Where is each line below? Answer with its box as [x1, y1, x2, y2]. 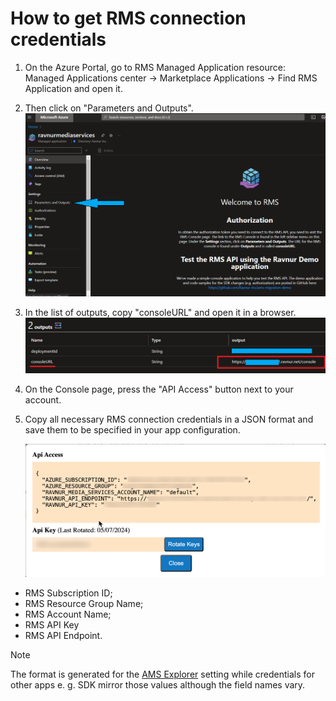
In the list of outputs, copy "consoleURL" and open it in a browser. [24, 307, 297, 319]
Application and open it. [24, 82, 123, 94]
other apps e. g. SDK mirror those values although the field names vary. [10, 679, 306, 691]
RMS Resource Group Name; [24, 598, 144, 610]
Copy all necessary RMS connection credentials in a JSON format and [24, 413, 314, 426]
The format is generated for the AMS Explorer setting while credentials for [10, 668, 315, 681]
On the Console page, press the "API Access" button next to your [24, 383, 294, 396]
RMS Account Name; [24, 608, 112, 621]
